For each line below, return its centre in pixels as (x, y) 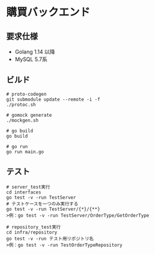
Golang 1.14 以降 (35, 52)
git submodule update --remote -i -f (53, 99)
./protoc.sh (21, 105)
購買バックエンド (48, 12)
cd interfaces (24, 192)
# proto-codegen (26, 94)
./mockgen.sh (22, 120)
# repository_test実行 (34, 227)
